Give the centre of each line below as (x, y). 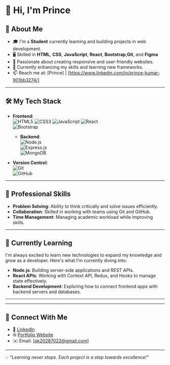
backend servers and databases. (47, 292)
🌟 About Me (24, 29)
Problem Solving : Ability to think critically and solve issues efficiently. (85, 206)
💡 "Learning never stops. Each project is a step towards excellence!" (77, 357)
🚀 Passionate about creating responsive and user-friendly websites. (83, 62)
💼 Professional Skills (38, 194)
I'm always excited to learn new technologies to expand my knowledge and (83, 255)
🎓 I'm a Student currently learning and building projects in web (79, 42)
